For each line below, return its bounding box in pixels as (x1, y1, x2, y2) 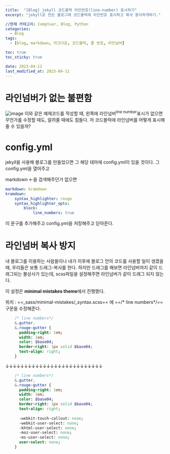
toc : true (5, 50, 27, 55)
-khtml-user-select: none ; (18, 425, 77, 430)
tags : (5, 36, 17, 41)
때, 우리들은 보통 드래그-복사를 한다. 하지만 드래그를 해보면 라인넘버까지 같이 (5, 264, 158, 271)
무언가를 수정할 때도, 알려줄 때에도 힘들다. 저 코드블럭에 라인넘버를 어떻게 (5, 116, 152, 123)
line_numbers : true (32, 211, 74, 216)
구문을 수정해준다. (5, 305, 41, 312)
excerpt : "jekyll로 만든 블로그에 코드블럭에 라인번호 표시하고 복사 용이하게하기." (5, 12, 161, 17)
